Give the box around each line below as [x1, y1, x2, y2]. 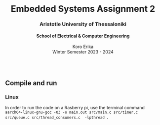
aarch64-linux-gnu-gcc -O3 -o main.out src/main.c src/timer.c [5, 110, 138, 115]
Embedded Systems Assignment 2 [10, 3, 156, 15]
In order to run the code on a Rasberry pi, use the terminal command [5, 105, 145, 110]
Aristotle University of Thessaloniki [39, 21, 127, 27]
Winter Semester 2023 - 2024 [52, 49, 114, 55]
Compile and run [5, 79, 57, 87]
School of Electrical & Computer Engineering [36, 33, 130, 39]
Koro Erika [72, 44, 94, 50]
